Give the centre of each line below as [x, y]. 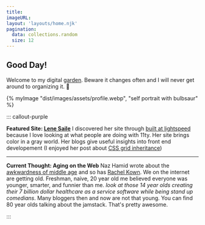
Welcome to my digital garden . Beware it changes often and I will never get [100, 79]
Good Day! [27, 65]
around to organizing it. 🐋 [38, 86]
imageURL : [19, 18]
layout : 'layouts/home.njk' [42, 23]
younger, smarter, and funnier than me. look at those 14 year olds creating [100, 185]
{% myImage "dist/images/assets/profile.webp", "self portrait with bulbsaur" [102, 98]
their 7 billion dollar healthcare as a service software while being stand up [100, 191]
